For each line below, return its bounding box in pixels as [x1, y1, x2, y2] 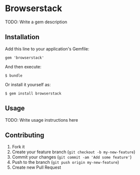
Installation [5, 33, 40, 41]
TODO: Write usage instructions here [5, 117, 78, 123]
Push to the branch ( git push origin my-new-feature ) [12, 159, 119, 165]
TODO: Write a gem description [5, 19, 68, 25]
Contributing [5, 131, 44, 139]
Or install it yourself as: [5, 81, 51, 87]
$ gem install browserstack [5, 91, 62, 96]
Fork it [12, 144, 25, 150]
